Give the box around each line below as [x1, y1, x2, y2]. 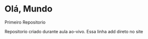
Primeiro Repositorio [4, 19, 46, 25]
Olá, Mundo [4, 3, 53, 14]
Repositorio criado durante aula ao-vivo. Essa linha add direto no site [4, 28, 144, 34]
